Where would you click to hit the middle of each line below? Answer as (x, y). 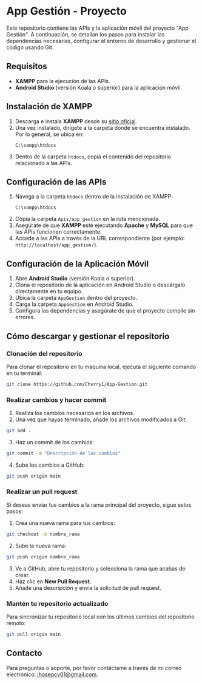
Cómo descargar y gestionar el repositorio (88, 336)
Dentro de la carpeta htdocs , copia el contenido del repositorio (93, 157)
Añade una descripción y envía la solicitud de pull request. (88, 587)
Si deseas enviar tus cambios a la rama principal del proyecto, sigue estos (99, 504)
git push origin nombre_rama (43, 557)
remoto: (16, 623)
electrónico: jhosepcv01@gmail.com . (52, 674)
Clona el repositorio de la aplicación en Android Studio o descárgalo (100, 285)
